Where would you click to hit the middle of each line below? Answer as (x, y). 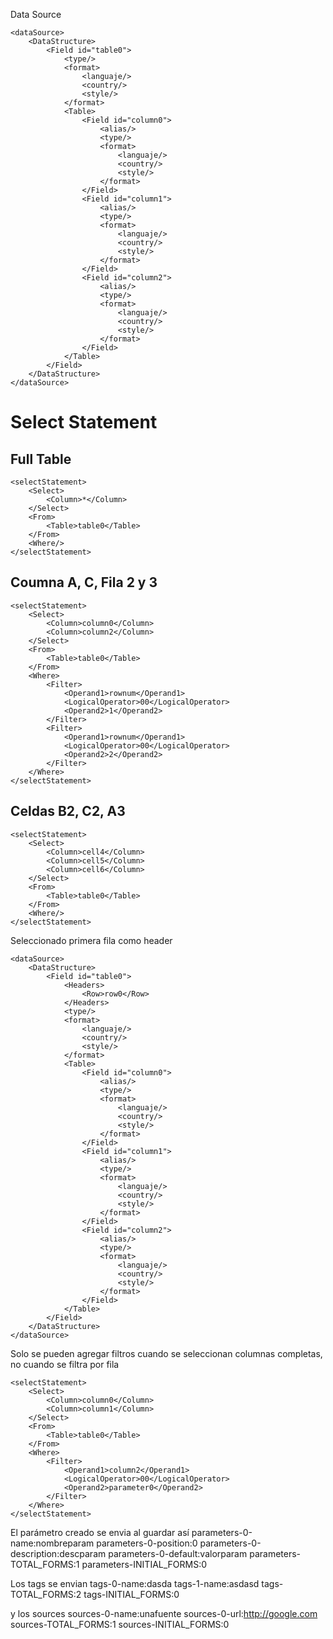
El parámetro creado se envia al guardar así (100, 1532)
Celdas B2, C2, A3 (68, 811)
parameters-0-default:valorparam (178, 1553)
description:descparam (58, 1553)
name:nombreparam (52, 1543)
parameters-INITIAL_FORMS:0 (144, 1564)
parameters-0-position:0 (147, 1543)
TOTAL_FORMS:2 (46, 1594)
